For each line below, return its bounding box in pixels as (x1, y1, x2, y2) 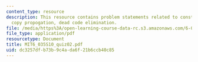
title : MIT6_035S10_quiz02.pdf (6, 42, 83, 48)
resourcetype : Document (6, 36, 65, 42)
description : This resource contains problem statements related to (6, 14, 178, 20)
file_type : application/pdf (6, 31, 75, 37)
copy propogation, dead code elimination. (11, 19, 117, 25)
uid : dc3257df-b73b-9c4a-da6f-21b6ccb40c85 (6, 47, 115, 53)
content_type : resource (6, 8, 65, 15)
